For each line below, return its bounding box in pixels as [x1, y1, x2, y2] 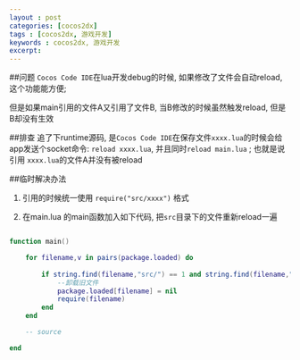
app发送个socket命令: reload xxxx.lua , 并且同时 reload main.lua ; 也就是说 [9, 144, 286, 155]
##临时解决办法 [9, 173, 67, 184]
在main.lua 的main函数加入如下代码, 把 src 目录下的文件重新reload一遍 [21, 212, 278, 222]
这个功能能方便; [9, 83, 67, 94]
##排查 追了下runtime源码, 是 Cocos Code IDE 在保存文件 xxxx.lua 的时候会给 [9, 132, 283, 143]
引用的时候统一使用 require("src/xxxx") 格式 [21, 193, 189, 204]
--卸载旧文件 [56, 278, 99, 287]
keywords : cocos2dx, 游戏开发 [9, 38, 121, 47]
